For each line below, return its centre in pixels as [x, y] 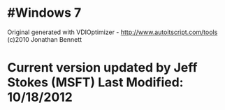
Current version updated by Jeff [102, 68]
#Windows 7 [44, 13]
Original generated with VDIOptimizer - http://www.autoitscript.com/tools [112, 32]
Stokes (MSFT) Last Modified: [95, 82]
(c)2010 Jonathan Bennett [45, 39]
